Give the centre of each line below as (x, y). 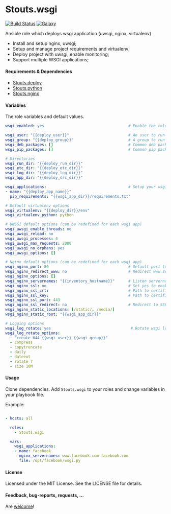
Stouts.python (27, 88)
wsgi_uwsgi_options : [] (31, 253)
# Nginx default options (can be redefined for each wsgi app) (74, 262)
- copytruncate (26, 347)
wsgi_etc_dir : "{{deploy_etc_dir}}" (44, 168)
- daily (18, 352)
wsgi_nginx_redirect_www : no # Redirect (78, 272)
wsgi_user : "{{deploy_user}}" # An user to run (85, 135)
